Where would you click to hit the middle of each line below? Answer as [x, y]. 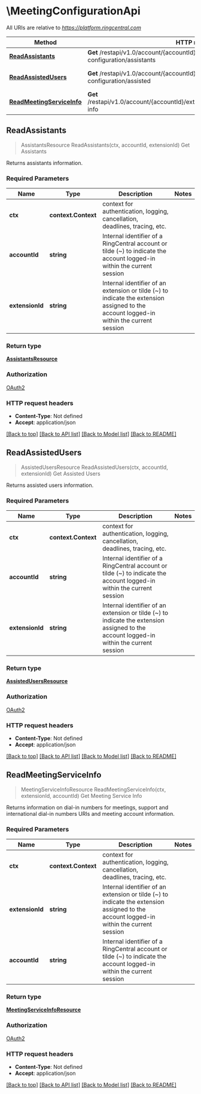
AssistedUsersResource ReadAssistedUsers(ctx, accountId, [95, 467]
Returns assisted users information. [50, 485]
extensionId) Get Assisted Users [60, 473]
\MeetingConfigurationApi [73, 11]
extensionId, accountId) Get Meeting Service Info [81, 796]
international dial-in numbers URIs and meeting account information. [91, 813]
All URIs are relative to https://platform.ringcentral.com [74, 28]
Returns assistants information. [44, 163]
